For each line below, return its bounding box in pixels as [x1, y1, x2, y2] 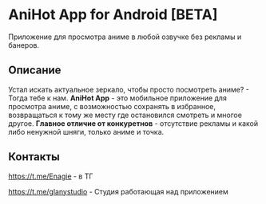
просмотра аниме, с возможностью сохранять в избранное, [8, 101, 216, 111]
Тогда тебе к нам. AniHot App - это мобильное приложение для [8, 93, 228, 103]
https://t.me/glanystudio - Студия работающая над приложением [8, 186, 229, 196]
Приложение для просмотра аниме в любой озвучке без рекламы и [8, 32, 242, 41]
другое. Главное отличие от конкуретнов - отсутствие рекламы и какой [8, 118, 258, 128]
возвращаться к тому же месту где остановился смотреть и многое [8, 110, 242, 120]
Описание [8, 64, 62, 77]
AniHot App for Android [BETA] [8, 6, 218, 24]
